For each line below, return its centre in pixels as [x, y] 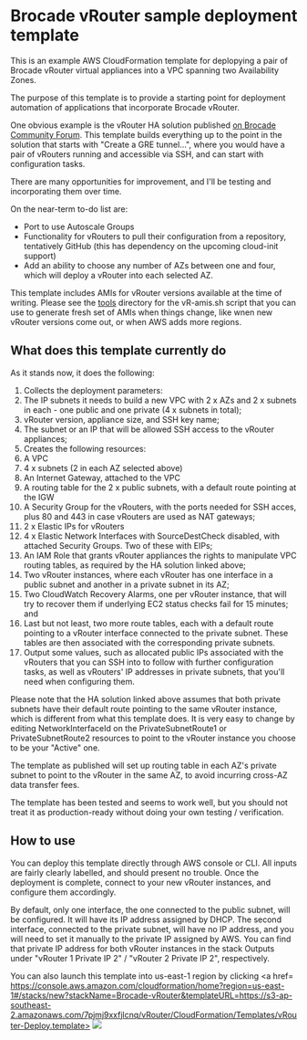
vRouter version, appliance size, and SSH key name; [121, 419]
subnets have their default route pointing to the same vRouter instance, [143, 709]
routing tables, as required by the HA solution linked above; [135, 565]
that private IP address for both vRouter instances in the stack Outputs [143, 948]
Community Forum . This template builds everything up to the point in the [146, 134]
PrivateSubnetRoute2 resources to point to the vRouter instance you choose [153, 738]
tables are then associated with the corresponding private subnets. [149, 642]
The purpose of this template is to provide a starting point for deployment [148, 98]
